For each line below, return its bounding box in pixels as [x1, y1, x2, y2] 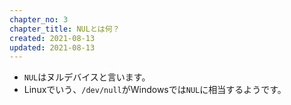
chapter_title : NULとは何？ [9, 24, 121, 34]
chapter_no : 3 [9, 14, 69, 25]
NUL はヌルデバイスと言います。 [23, 71, 151, 83]
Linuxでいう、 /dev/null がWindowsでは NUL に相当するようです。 [23, 84, 287, 96]
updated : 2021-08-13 [9, 42, 96, 53]
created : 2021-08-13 [9, 33, 96, 43]
